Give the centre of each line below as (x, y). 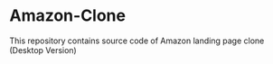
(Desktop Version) (43, 50)
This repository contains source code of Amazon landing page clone (137, 41)
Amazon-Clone (68, 16)
